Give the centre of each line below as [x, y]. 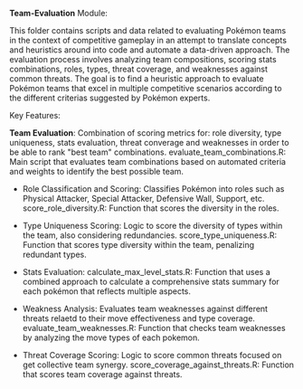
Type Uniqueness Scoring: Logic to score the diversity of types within [152, 226]
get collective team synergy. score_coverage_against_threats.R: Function [158, 365]
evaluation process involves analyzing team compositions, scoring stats [143, 59]
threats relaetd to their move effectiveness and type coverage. [139, 318]
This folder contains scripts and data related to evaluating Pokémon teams [148, 30]
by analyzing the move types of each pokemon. [111, 337]
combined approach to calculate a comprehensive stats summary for [151, 281]
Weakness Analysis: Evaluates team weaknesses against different [145, 308]
